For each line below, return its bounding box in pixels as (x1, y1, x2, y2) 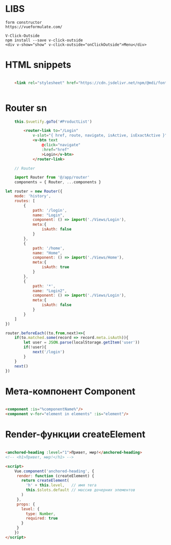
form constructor (5, 20, 42, 25)
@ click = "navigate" (41, 142, 81, 148)
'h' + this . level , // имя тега (25, 483, 97, 488)
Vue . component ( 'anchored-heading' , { (14, 469, 95, 474)
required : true (25, 516, 58, 521)
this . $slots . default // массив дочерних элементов (25, 487, 136, 493)
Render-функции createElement (5, 428, 146, 440)
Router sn (5, 102, 47, 113)
